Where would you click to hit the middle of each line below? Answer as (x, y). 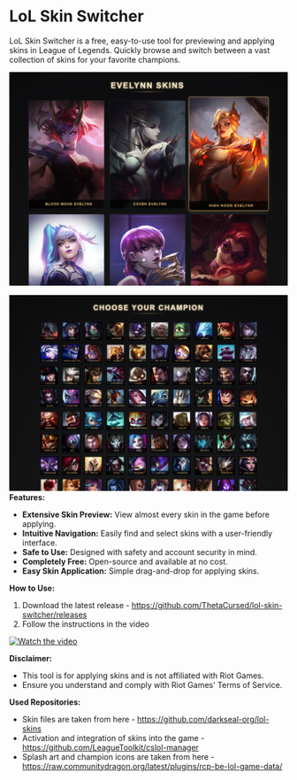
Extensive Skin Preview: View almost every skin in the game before (145, 514)
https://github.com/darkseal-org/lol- (203, 719)
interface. (39, 543)
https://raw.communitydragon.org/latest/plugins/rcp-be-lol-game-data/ (152, 766)
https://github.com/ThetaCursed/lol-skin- (207, 605)
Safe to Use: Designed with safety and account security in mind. (140, 552)
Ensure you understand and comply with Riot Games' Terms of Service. (152, 684)
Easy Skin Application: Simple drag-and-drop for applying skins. (141, 571)
